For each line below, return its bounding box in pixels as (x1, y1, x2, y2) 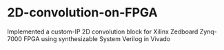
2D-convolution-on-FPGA (7, 5, 158, 21)
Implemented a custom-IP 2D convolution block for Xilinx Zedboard (7, 27, 198, 36)
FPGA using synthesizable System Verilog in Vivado (23, 34, 171, 42)
